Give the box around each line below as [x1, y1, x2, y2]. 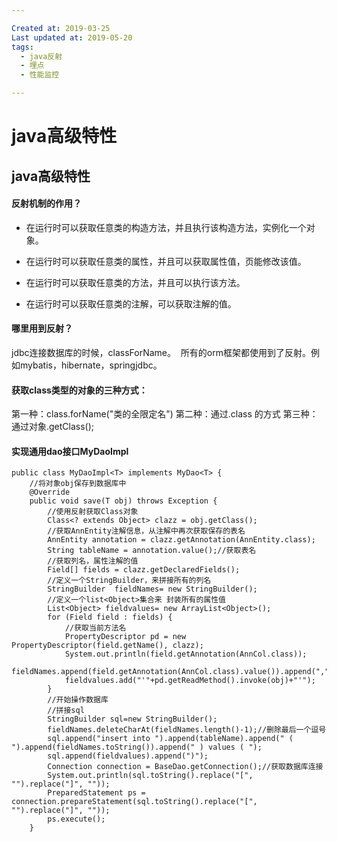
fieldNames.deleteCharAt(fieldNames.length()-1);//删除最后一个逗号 [47, 725, 327, 735]
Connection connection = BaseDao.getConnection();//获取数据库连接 [47, 762, 324, 772]
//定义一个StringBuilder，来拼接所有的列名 [47, 576, 212, 586]
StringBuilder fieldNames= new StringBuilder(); [47, 584, 258, 595]
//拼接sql [47, 706, 85, 716]
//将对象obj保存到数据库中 [29, 479, 127, 489]
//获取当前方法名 [64, 623, 127, 633]
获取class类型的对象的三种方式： [11, 384, 148, 396]
